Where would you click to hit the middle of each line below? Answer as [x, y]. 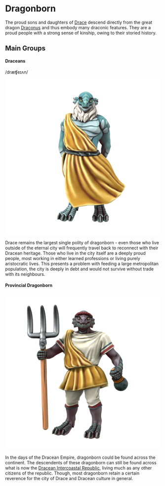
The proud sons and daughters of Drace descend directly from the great [79, 22]
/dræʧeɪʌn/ [17, 72]
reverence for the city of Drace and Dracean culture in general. [69, 478]
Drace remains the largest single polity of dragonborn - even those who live [82, 242]
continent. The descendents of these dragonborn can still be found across [81, 462]
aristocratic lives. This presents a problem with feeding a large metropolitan [82, 264]
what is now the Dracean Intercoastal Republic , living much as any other [79, 468]
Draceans [15, 61]
